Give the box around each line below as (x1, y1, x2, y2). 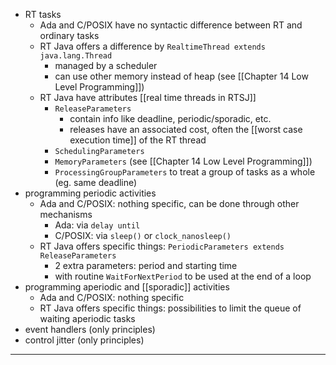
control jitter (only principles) (24, 334, 145, 346)
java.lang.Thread (39, 51, 113, 61)
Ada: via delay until (54, 219, 141, 231)
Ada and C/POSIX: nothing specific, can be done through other (39, 198, 300, 209)
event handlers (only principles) (24, 324, 156, 335)
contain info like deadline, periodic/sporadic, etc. (69, 113, 272, 124)
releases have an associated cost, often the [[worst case (69, 124, 303, 135)
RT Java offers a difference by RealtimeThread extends (39, 40, 266, 52)
